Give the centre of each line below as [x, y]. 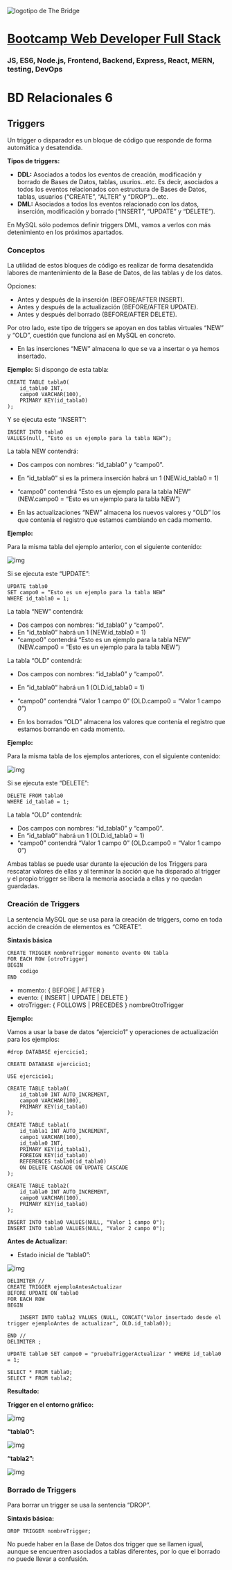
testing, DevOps [35, 69]
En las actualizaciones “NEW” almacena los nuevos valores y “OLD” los [119, 513]
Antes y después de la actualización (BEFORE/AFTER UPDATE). [108, 307]
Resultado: [23, 1391]
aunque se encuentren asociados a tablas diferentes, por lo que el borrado [114, 1551]
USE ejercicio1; [30, 1076]
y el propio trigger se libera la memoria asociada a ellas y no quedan [105, 878]
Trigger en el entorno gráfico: [51, 1405]
